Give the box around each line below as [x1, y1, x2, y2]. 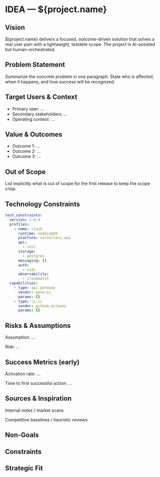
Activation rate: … [5, 371, 40, 377]
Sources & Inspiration [5, 394, 72, 403]
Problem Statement [5, 60, 65, 69]
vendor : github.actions [18, 304, 67, 308]
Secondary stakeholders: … [12, 111, 68, 117]
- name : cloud [14, 226, 42, 231]
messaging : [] [18, 258, 47, 263]
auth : [18, 263, 29, 267]
